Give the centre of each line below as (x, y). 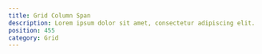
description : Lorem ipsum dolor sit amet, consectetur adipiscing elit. (132, 23)
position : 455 (32, 30)
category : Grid (34, 38)
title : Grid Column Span (50, 15)
